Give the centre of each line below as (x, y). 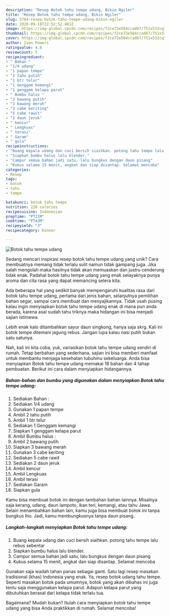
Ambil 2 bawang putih (36, 441)
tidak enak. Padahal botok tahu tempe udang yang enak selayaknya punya (83, 275)
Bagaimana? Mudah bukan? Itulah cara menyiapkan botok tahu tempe (78, 602)
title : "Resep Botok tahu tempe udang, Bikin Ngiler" (64, 15)
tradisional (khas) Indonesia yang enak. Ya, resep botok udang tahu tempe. (84, 577)
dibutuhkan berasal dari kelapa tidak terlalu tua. (55, 593)
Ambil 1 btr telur (29, 420)
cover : (13, 38)
